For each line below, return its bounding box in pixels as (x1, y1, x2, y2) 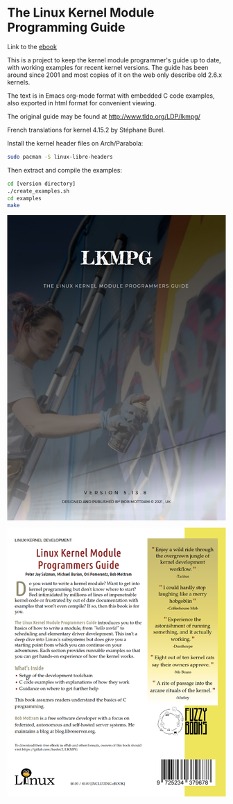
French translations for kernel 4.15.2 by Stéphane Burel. (7, 125, 165, 134)
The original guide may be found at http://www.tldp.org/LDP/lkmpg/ (7, 112, 201, 121)
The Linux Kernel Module (7, 5, 155, 21)
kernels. (7, 78, 31, 86)
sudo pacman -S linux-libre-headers (7, 153, 113, 160)
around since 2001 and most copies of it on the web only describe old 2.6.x (7, 71, 223, 79)
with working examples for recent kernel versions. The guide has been (7, 63, 209, 71)
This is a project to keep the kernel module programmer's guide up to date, (7, 55, 222, 64)
